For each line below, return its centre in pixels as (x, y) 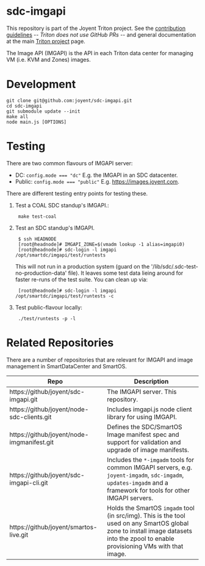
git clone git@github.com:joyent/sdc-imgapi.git (69, 100)
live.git (19, 535)
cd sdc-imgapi (24, 106)
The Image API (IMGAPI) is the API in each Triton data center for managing (100, 53)
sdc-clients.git (31, 417)
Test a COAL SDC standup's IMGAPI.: (62, 205)
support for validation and (144, 442)
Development (41, 84)
